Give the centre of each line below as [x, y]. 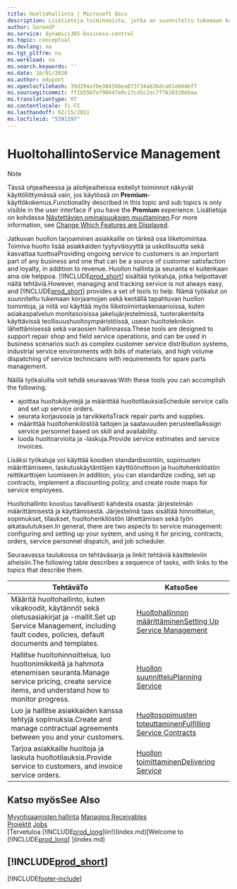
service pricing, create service [61, 681]
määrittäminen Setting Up [178, 621]
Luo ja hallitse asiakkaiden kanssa [67, 710]
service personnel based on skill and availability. [88, 431]
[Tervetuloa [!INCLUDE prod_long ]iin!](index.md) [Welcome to [96, 832]
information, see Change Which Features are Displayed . [88, 225]
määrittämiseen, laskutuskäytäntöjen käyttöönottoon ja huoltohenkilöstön [114, 467]
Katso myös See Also [54, 800]
